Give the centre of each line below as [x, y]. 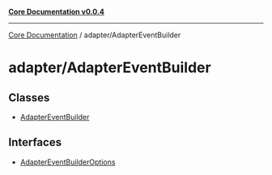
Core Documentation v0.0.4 [57, 12]
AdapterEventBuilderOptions [68, 162]
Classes [29, 98]
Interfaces [35, 142]
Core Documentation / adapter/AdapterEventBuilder [95, 35]
